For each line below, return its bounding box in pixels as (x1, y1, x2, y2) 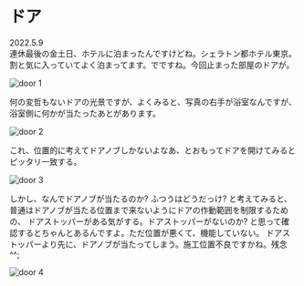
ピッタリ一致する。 (9, 156, 82, 167)
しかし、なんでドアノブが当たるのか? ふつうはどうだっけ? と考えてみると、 (9, 193, 292, 204)
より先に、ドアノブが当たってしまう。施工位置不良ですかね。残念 (40, 239, 288, 250)
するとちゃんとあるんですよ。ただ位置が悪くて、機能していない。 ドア (16, 227, 283, 238)
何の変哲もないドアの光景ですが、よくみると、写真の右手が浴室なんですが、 (9, 96, 297, 107)
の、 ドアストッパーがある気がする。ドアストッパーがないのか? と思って (9, 216, 282, 227)
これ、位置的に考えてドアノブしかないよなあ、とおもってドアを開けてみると (9, 145, 297, 156)
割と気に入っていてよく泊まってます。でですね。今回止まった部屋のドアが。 (9, 59, 295, 70)
